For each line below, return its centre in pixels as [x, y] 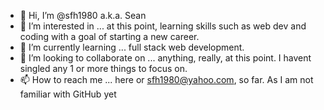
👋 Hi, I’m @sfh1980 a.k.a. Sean [83, 15]
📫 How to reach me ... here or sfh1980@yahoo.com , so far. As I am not [166, 79]
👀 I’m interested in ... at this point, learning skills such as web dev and [163, 26]
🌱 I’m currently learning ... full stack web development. [132, 47]
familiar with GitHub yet [68, 94]
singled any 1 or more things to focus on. [103, 68]
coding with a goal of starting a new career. [109, 36]
